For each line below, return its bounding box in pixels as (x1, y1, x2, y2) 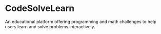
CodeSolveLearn (5, 3, 75, 14)
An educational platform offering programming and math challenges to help (5, 19, 157, 24)
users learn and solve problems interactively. (5, 23, 95, 29)
